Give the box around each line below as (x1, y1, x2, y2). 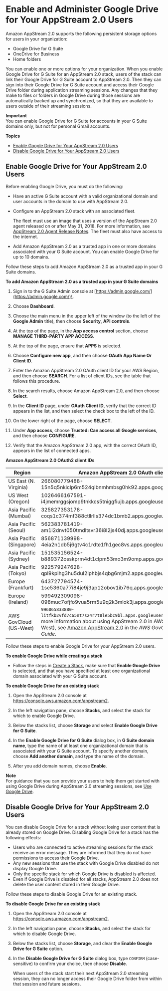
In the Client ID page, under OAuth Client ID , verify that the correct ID (12, 403, 157, 409)
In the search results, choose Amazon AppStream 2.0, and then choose (12, 388, 160, 394)
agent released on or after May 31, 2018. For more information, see (12, 223, 150, 229)
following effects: (5, 834, 41, 840)
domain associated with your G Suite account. (12, 673, 108, 679)
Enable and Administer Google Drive (5, 3, 159, 15)
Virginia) (8, 484, 28, 491)
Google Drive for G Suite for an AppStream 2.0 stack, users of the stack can (5, 71, 162, 77)
